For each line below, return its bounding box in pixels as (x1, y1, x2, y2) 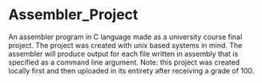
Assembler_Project (8, 6, 139, 24)
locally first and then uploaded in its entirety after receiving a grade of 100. (8, 65, 255, 75)
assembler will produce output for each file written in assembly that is (8, 49, 239, 58)
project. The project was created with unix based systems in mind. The (8, 40, 243, 49)
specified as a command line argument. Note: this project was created (8, 57, 240, 67)
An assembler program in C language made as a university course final (8, 32, 243, 41)
